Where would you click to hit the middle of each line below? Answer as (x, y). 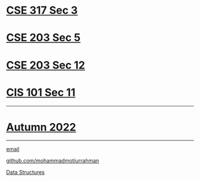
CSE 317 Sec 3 (42, 10)
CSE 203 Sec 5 (43, 38)
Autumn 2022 (41, 127)
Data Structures (25, 172)
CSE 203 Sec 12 (46, 65)
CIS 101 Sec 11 (41, 92)
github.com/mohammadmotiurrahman (53, 161)
